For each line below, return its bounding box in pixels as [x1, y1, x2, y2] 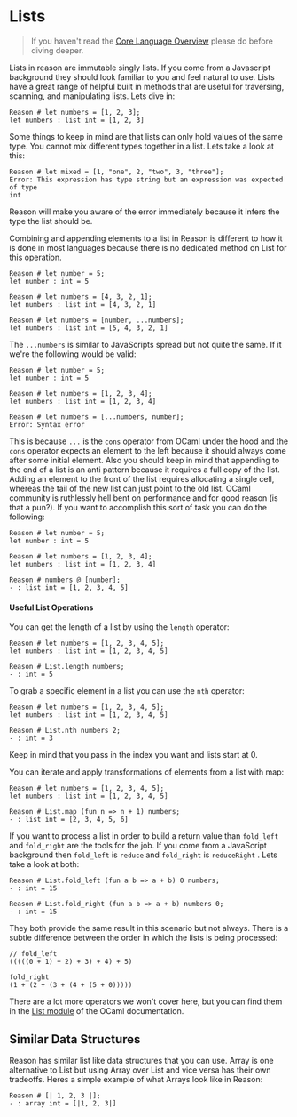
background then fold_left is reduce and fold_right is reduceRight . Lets [9, 849, 277, 860]
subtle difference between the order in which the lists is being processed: [9, 932, 278, 944]
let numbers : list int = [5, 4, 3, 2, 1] [9, 323, 168, 333]
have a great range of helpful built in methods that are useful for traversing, [9, 81, 285, 92]
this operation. [9, 252, 62, 262]
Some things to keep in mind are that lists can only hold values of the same [9, 131, 284, 141]
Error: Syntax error [9, 420, 86, 429]
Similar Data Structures [9, 1032, 141, 1047]
